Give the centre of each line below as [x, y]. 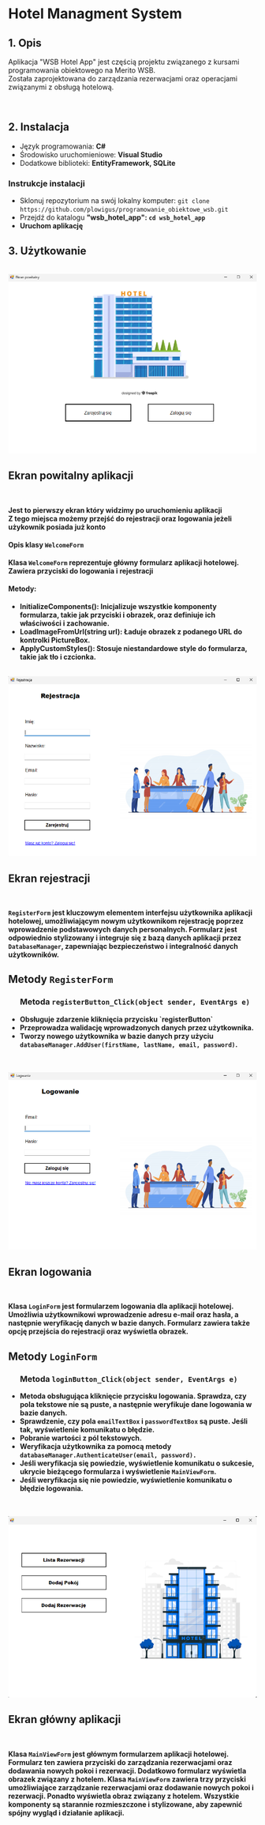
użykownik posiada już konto [57, 527]
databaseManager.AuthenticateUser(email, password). [108, 1455]
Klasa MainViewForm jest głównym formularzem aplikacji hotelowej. [118, 1754]
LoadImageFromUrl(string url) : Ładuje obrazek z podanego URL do [131, 631]
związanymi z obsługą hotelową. [61, 87]
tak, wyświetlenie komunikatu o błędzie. [87, 1429]
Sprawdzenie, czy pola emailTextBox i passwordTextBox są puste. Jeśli [134, 1421]
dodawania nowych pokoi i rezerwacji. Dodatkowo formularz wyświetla [127, 1770]
